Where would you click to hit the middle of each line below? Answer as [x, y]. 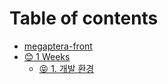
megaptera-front [58, 46]
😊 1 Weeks [47, 56]
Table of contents [84, 18]
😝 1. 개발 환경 [66, 68]
